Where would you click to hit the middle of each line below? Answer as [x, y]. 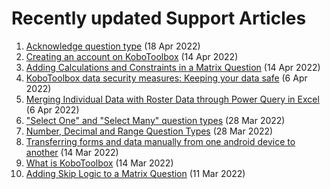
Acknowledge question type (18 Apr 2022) [113, 46]
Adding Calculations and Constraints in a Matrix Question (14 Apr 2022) [173, 67]
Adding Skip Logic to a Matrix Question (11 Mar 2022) [135, 173]
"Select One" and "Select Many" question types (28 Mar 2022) [155, 120]
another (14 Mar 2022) [72, 152]
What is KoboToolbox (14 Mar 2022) [99, 163]
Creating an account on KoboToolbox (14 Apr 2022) [132, 56]
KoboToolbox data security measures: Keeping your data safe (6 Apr [166, 78]
